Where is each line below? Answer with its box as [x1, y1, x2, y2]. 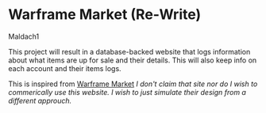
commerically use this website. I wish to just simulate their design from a [8, 87, 246, 96]
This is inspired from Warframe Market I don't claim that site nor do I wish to [8, 79, 258, 89]
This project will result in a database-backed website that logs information [8, 47, 251, 56]
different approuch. [8, 96, 72, 105]
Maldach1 [8, 32, 40, 41]
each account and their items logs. [8, 63, 121, 73]
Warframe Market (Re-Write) [8, 6, 202, 24]
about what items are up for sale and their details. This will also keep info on [8, 55, 257, 65]
